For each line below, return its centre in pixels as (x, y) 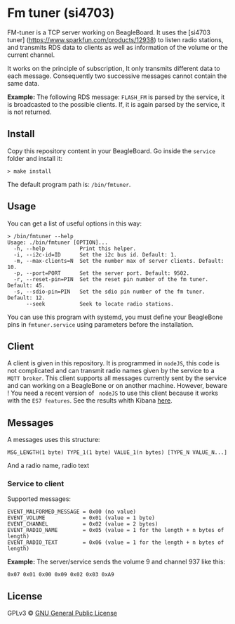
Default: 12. (26, 298)
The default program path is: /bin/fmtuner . (69, 184)
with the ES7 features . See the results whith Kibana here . (90, 401)
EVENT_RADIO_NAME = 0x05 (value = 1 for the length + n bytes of (116, 531)
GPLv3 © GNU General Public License (62, 613)
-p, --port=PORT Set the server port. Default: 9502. (102, 273)
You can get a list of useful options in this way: (75, 223)
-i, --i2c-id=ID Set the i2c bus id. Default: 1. (95, 254)
